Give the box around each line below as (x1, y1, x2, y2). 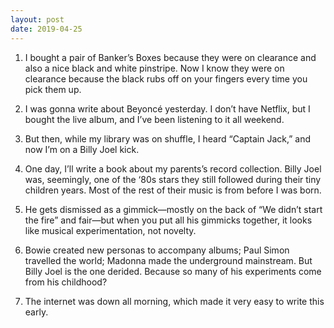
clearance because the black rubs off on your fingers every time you (24, 72, 308, 85)
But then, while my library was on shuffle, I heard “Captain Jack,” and (24, 132, 312, 145)
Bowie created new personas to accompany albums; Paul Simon (24, 244, 290, 256)
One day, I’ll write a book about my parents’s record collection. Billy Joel (24, 162, 322, 175)
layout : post (10, 14, 65, 25)
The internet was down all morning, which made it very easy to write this (24, 295, 325, 307)
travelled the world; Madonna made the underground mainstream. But (24, 254, 313, 266)
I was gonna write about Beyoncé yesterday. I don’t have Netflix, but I (24, 102, 311, 115)
